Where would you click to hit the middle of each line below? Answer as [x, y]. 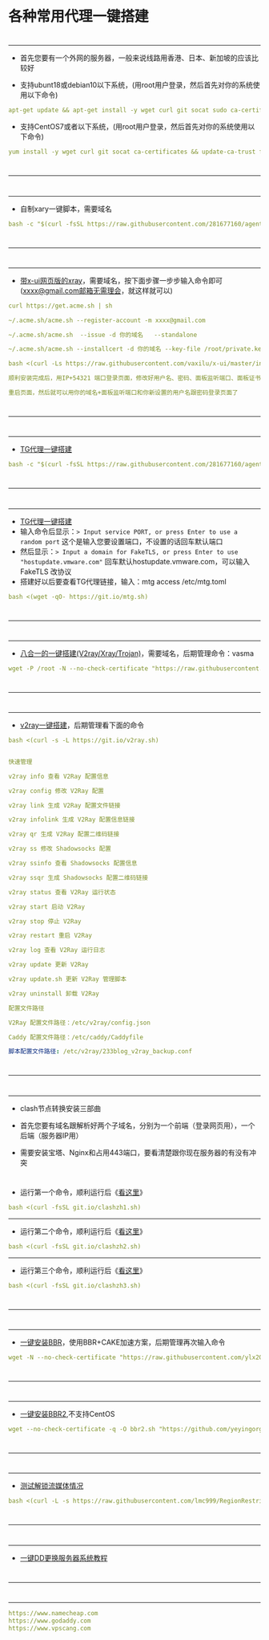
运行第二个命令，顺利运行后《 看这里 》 [83, 1231]
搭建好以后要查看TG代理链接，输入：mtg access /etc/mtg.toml [123, 581]
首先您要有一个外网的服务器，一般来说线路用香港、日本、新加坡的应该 [136, 58]
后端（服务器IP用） [51, 1135]
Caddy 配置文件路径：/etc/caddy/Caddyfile [76, 1037]
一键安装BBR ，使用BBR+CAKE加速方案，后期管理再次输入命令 [122, 1342]
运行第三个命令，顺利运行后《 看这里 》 [83, 1270]
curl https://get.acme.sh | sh [60, 306]
